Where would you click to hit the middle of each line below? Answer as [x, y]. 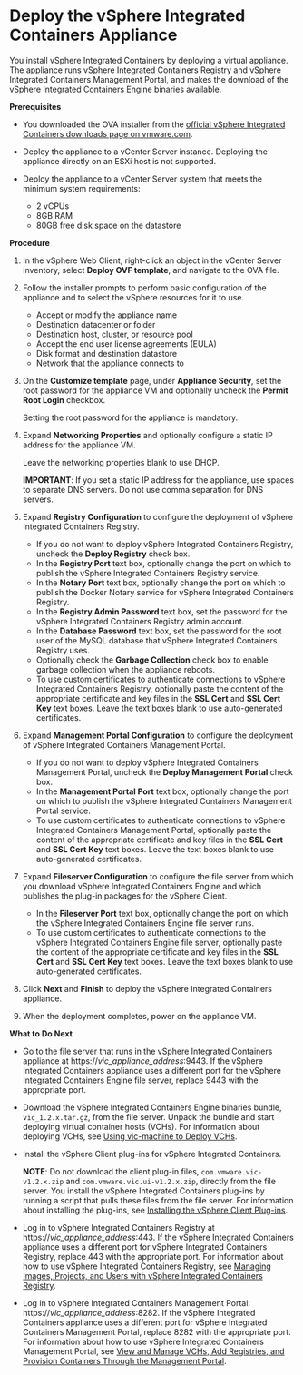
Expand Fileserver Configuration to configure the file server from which [158, 876]
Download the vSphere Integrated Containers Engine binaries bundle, [152, 1107]
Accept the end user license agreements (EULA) [127, 344]
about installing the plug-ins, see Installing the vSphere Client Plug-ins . [155, 1210]
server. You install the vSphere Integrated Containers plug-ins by [143, 1191]
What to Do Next [41, 1033]
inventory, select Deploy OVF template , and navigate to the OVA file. [151, 270]
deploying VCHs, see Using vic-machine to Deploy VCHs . [130, 1136]
